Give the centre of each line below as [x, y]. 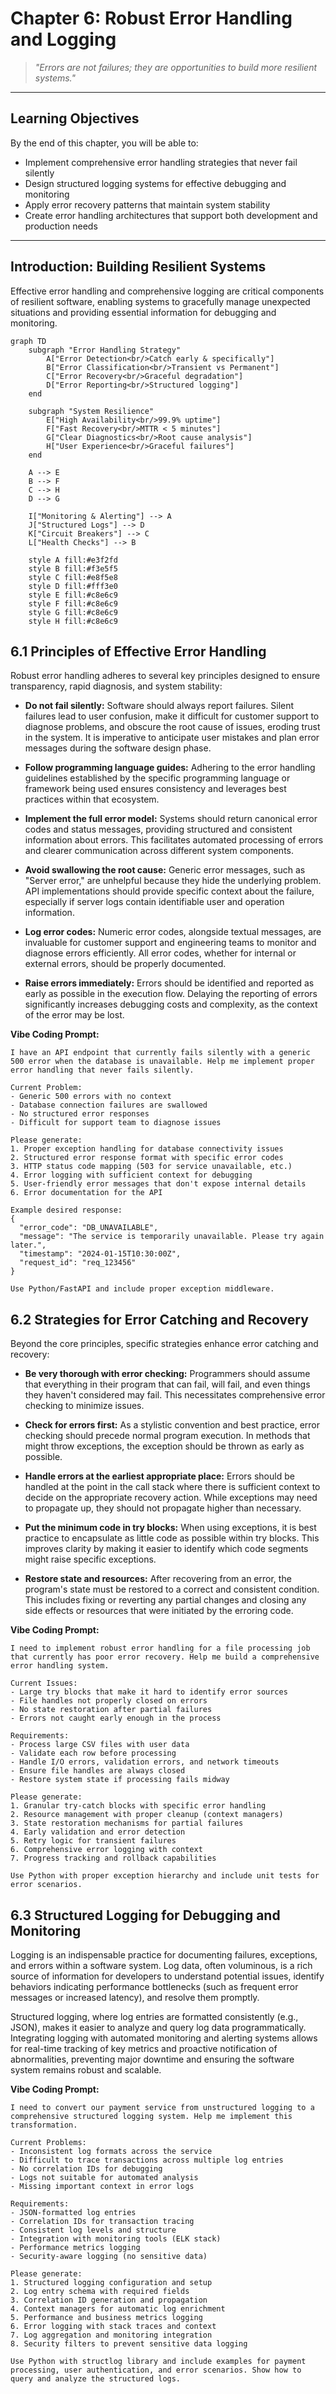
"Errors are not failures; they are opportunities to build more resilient [175, 67]
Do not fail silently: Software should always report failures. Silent [159, 706]
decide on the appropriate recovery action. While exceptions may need [171, 1498]
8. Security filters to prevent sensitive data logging [129, 2344]
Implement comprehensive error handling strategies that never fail [161, 162]
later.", [28, 1245]
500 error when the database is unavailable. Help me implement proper [162, 1062]
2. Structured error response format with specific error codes [147, 1158]
